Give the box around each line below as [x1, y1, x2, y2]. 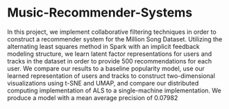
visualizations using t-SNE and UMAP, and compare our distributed [7, 79, 199, 87]
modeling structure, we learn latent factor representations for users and [7, 50, 212, 58]
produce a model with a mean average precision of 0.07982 [7, 93, 178, 101]
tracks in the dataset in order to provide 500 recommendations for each [7, 57, 212, 65]
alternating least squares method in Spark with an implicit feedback [7, 42, 200, 50]
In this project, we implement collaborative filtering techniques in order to [7, 28, 217, 36]
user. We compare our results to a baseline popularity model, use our [7, 64, 205, 72]
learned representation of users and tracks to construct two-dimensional [7, 71, 215, 80]
